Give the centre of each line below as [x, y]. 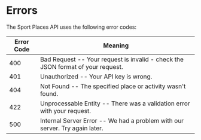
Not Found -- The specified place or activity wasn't [113, 86]
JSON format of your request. [81, 66]
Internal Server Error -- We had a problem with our [112, 120]
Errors [22, 10]
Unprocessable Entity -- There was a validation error [115, 104]
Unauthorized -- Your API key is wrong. [96, 77]
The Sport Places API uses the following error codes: [71, 27]
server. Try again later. [71, 128]
